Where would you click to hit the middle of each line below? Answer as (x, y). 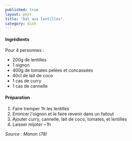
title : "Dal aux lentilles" (34, 19)
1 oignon (21, 65)
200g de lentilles (29, 60)
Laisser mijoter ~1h (31, 124)
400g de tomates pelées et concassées (53, 70)
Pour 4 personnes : (25, 50)
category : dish (21, 23)
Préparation (18, 97)
